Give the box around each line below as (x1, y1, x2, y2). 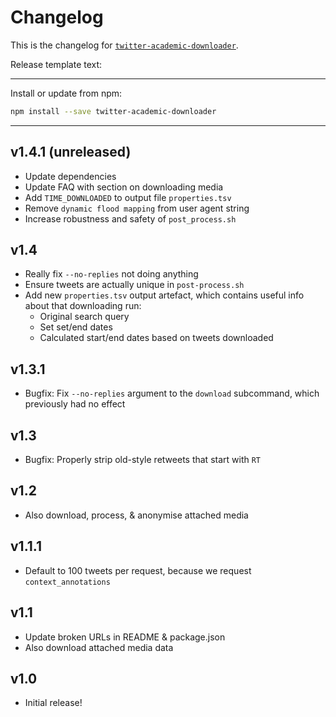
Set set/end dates (39, 321, 113, 333)
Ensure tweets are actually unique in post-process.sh (24, 279, 245, 291)
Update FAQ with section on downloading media (24, 181, 224, 193)
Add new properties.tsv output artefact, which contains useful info (24, 289, 305, 301)
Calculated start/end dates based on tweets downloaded (39, 332, 274, 344)
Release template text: (10, 58, 103, 70)
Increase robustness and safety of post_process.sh (24, 212, 237, 225)
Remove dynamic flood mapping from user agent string (24, 202, 250, 214)
